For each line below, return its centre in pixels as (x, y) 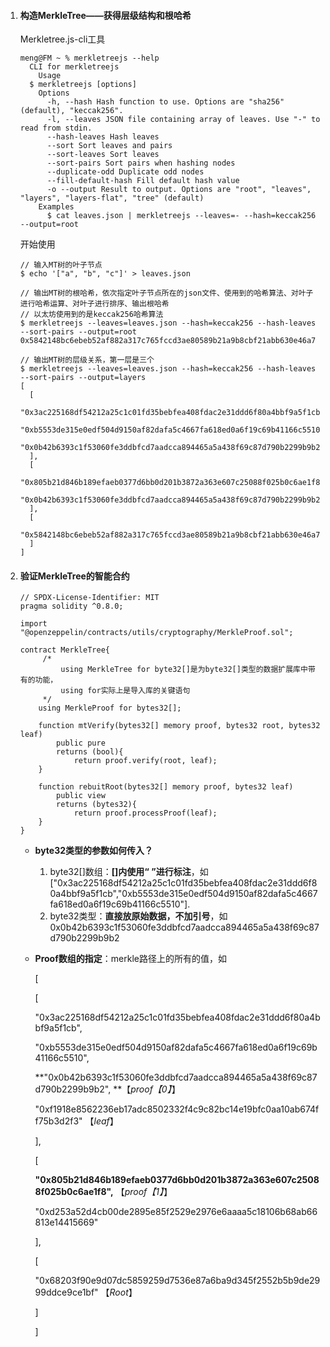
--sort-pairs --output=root (78, 332)
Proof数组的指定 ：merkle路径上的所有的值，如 (130, 959)
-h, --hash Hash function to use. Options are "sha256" (165, 102)
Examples (56, 207)
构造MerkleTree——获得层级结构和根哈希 (105, 15)
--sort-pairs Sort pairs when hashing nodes (141, 163)
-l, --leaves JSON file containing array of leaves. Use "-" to (183, 120)
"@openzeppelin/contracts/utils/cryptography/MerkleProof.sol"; (156, 633)
